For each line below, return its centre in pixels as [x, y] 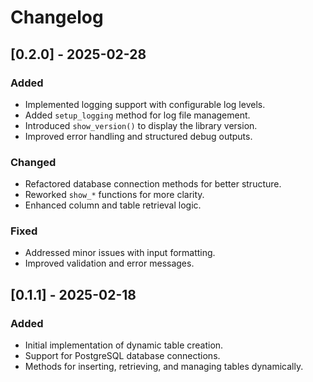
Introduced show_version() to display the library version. [141, 125]
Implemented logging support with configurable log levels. [145, 104]
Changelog [57, 17]
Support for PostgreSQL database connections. [122, 356]
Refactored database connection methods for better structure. [153, 184]
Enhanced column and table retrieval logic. [113, 205]
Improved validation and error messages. [109, 263]
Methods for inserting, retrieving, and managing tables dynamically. [164, 367]
